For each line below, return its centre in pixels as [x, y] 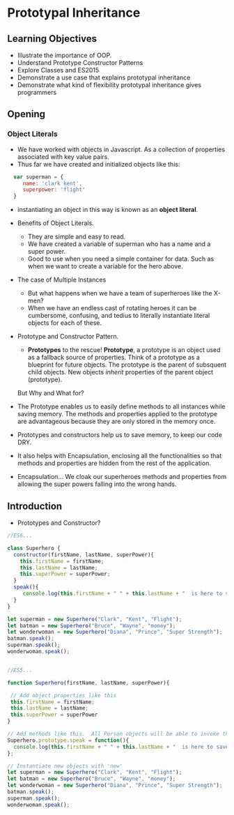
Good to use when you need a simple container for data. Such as [121, 259]
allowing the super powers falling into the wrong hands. [97, 484]
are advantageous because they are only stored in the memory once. [116, 421]
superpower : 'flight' [54, 190]
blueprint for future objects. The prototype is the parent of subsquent [127, 365]
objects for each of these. [65, 323]
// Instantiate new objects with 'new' [65, 766]
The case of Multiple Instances [62, 280]
